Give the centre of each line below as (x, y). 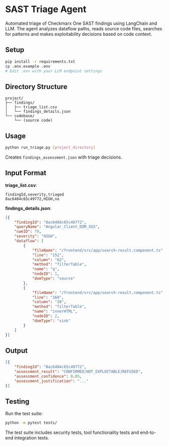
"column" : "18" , (49, 302)
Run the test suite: (24, 414)
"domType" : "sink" (51, 321)
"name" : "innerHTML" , (55, 312)
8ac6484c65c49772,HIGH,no (32, 199)
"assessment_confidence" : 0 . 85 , (48, 376)
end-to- (148, 432)
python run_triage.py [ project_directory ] (50, 147)
